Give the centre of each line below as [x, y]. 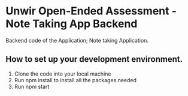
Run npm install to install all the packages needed [75, 80]
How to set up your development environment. [94, 59]
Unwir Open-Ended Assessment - [91, 11]
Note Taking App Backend [72, 24]
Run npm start [32, 86]
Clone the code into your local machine [63, 74]
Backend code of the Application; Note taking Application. [77, 40]
